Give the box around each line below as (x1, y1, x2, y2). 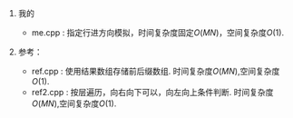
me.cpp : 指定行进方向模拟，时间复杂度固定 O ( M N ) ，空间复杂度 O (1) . (31, 27, 284, 38)
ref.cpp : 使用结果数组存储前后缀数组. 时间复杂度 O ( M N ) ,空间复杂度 (31, 66, 280, 76)
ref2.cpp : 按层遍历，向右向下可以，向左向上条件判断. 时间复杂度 (31, 87, 274, 97)
